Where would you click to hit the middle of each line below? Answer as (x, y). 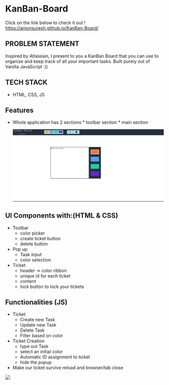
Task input (31, 254)
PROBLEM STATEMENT (42, 44)
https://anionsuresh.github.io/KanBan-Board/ (52, 28)
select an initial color (41, 352)
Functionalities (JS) (36, 302)
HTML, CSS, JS (28, 94)
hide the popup (36, 362)
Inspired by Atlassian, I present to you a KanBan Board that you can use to (82, 56)
